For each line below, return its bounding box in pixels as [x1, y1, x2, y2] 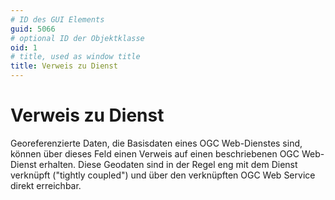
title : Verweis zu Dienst [10, 61, 118, 71]
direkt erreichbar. [10, 179, 82, 191]
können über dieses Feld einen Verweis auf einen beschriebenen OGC [10, 147, 300, 160]
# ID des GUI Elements [10, 14, 105, 25]
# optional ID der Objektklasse [10, 33, 145, 43]
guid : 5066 [10, 24, 56, 34]
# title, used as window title [10, 52, 141, 62]
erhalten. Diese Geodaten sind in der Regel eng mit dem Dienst [38, 158, 298, 170]
